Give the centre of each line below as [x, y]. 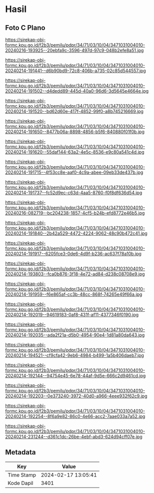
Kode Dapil [20, 483]
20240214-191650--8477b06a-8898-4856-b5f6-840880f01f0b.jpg [75, 132]
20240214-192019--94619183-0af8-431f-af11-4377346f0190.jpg [72, 315]
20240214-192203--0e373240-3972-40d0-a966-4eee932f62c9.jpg [76, 396]
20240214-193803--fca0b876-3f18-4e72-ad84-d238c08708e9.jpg [75, 274]
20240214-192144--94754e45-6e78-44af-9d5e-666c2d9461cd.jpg [75, 376]
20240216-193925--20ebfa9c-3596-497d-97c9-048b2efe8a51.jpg [74, 50]
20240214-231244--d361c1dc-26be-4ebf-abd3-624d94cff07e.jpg [74, 437]
